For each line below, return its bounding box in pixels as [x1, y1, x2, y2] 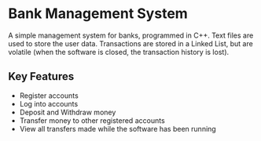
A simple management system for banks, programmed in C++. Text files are [8, 31, 254, 40]
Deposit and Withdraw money [19, 107, 116, 117]
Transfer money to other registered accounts [19, 115, 165, 125]
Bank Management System [8, 5, 189, 23]
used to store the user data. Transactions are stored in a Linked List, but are [8, 38, 253, 48]
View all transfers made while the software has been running [19, 124, 216, 133]
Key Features [8, 70, 75, 83]
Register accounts [19, 91, 79, 100]
